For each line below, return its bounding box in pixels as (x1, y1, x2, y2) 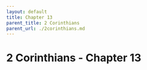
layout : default (6, 8, 47, 15)
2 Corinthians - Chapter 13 (6, 51, 142, 65)
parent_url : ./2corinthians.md (6, 25, 85, 32)
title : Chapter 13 (6, 14, 53, 20)
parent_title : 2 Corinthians (6, 20, 80, 26)
